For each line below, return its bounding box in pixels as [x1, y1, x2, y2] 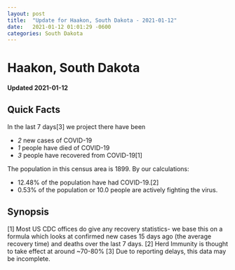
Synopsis [7, 206, 49, 218]
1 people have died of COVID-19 [17, 143, 110, 151]
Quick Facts [7, 104, 61, 116]
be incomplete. [7, 254, 51, 263]
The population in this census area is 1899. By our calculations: [7, 164, 189, 173]
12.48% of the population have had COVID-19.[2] [17, 178, 159, 187]
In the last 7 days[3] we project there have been [7, 122, 146, 130]
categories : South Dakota [7, 29, 83, 37]
